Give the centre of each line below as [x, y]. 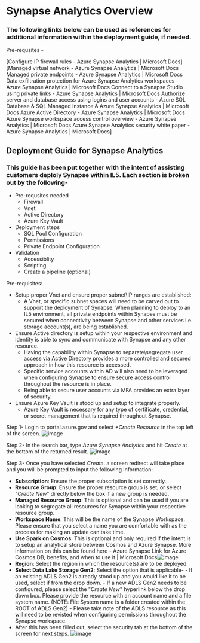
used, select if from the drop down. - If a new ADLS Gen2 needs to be [101, 583]
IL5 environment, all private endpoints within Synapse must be [100, 314]
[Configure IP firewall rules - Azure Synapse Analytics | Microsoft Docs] [95, 62]
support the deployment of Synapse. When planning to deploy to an [107, 308]
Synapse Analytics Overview [80, 11]
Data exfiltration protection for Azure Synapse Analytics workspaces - [93, 81]
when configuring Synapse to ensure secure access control [97, 377]
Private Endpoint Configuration [62, 246]
